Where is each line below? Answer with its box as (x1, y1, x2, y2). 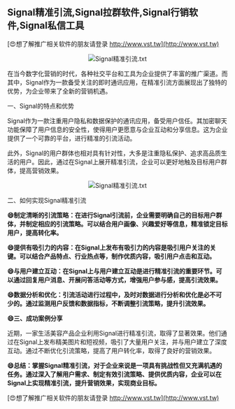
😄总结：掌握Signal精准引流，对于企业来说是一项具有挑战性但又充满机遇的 (7, 361, 222, 369)
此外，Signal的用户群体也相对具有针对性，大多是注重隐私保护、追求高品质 (7, 149, 222, 157)
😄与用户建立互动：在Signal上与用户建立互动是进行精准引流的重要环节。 (7, 266, 217, 275)
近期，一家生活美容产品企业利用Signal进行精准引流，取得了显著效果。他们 (7, 329, 222, 337)
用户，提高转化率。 (7, 228, 63, 236)
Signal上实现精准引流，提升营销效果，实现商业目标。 (7, 378, 161, 387)
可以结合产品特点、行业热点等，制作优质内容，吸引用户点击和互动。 (19, 252, 215, 260)
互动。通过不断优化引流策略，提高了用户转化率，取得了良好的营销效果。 (7, 346, 215, 354)
